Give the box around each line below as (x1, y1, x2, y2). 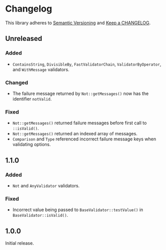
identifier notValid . (12, 95, 52, 102)
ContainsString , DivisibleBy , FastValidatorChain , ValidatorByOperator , (12, 61, 161, 67)
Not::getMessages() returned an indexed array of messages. (12, 131, 138, 137)
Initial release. (5, 240, 34, 246)
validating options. (12, 141, 51, 147)
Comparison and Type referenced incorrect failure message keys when (12, 136, 156, 142)
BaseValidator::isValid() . (12, 212, 68, 218)
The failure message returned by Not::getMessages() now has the (12, 90, 149, 96)
